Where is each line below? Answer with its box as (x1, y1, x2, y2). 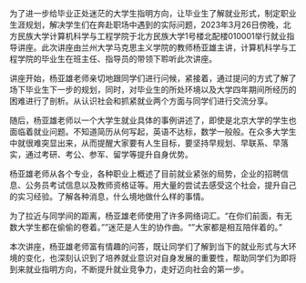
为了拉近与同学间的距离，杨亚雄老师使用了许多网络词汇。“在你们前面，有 (9, 210, 285, 221)
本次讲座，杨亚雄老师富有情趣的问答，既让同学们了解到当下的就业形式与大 (9, 241, 289, 252)
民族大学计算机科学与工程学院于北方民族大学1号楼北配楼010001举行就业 (16, 31, 287, 41)
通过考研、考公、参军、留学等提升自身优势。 (25, 149, 193, 159)
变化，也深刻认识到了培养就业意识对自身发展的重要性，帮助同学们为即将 (25, 253, 297, 263)
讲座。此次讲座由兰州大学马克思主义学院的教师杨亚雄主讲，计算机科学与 (16, 42, 289, 53)
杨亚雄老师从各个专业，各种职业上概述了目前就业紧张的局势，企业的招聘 (9, 168, 280, 179)
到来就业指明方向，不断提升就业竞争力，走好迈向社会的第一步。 (9, 264, 249, 275)
